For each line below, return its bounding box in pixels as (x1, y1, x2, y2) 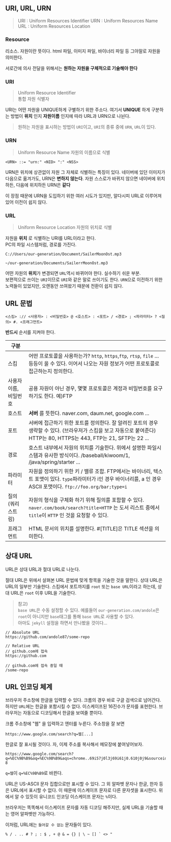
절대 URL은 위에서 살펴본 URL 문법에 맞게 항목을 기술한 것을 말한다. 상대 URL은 (5, 577, 163, 583)
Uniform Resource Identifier (17, 90, 76, 96)
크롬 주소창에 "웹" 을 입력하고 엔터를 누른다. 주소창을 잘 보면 (5, 721, 125, 727)
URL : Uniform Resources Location (17, 23, 91, 29)
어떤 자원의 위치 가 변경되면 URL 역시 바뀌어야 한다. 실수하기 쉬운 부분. (5, 270, 141, 276)
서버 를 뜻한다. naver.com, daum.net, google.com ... (28, 410, 149, 417)
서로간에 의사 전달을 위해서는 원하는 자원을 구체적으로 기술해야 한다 (5, 65, 138, 71)
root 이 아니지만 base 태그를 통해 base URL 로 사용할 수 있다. (17, 613, 134, 619)
